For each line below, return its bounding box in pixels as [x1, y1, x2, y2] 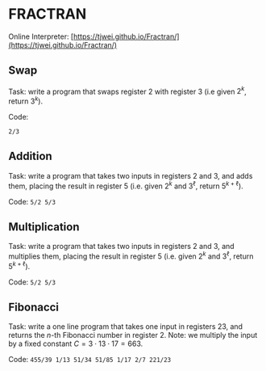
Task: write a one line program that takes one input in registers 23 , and [8, 322, 243, 331]
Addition [8, 150, 52, 163]
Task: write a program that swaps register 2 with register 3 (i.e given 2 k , [8, 85, 247, 96]
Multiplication [8, 220, 80, 234]
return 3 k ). [8, 95, 43, 106]
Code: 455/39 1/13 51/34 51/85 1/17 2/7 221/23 [8, 355, 172, 365]
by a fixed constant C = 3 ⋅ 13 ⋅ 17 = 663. [8, 339, 143, 348]
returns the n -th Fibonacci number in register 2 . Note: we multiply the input [8, 331, 258, 340]
